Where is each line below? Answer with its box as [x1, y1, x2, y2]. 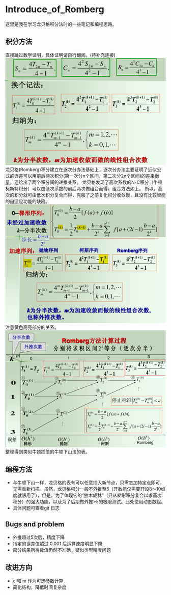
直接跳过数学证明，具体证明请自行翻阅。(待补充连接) [5, 52, 116, 58]
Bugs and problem [5, 520, 65, 529]
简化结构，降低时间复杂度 [12, 584, 67, 590]
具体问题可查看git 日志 [12, 505, 60, 511]
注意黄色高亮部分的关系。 [5, 324, 59, 330]
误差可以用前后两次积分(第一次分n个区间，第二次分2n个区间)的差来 [14, 173, 155, 179]
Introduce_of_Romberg [5, 4, 104, 15]
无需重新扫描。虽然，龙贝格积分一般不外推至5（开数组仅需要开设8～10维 [12, 486, 166, 492]
